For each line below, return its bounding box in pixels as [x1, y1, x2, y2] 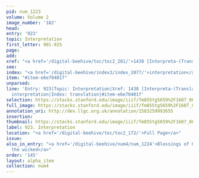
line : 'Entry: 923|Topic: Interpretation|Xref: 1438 [6, 86, 139, 92]
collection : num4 [6, 163, 49, 169]
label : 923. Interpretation [6, 125, 76, 131]
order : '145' [6, 152, 38, 158]
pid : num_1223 [6, 8, 41, 15]
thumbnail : [6, 119, 33, 125]
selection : [6, 97, 33, 103]
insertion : [6, 113, 33, 119]
